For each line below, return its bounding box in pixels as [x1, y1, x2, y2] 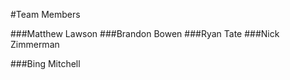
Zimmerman [10, 39, 60, 50]
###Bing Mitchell [10, 58, 81, 69]
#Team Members [10, 9, 81, 20]
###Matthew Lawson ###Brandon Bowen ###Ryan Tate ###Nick [10, 28, 280, 39]
